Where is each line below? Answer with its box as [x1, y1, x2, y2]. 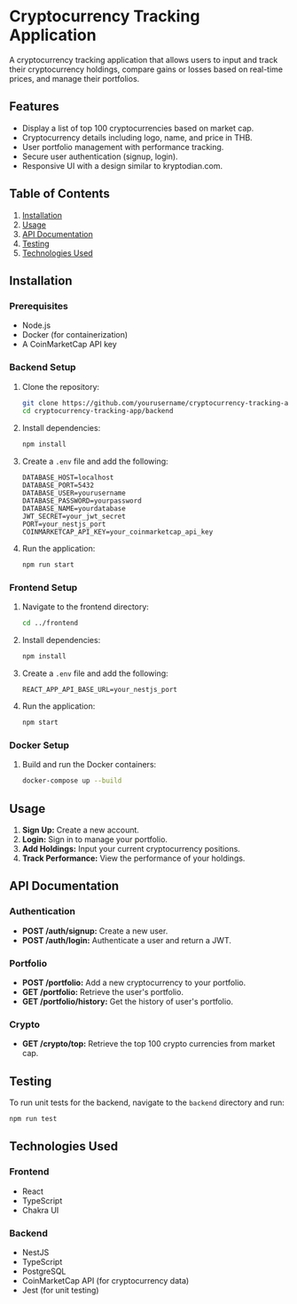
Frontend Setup [9, 581, 78, 593]
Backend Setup [9, 362, 77, 374]
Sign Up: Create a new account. [21, 824, 140, 835]
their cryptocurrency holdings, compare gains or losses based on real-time [9, 64, 284, 75]
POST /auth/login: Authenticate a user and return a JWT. [21, 934, 232, 945]
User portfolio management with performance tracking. [21, 141, 224, 152]
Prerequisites [9, 299, 68, 312]
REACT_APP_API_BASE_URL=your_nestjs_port [21, 686, 177, 695]
